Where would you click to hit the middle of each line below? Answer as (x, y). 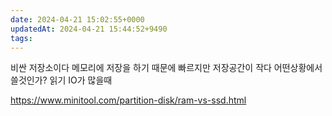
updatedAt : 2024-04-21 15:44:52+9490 (89, 29)
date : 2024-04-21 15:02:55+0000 (77, 19)
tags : (21, 38)
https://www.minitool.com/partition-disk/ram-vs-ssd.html (128, 100)
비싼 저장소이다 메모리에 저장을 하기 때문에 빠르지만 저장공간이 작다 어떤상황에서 (166, 68)
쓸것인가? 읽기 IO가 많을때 (61, 80)
